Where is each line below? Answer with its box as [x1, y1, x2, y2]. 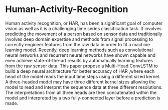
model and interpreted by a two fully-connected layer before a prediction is [5, 94, 160, 101]
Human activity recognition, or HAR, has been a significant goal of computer [5, 20, 163, 26]
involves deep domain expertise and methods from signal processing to [5, 36, 153, 42]
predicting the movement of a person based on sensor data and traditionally [5, 31, 162, 37]
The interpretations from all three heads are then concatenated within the [5, 89, 157, 95]
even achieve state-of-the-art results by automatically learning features [5, 57, 153, 63]
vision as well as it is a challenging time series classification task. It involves [5, 25, 162, 31]
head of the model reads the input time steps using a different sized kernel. [5, 73, 160, 79]
